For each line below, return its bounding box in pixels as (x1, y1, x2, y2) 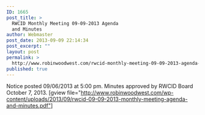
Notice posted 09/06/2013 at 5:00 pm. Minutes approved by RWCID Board (6, 83, 193, 90)
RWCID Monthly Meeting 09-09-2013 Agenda (12, 20, 119, 26)
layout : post (6, 49, 40, 55)
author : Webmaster (6, 32, 53, 38)
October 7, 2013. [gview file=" (6, 89, 81, 97)
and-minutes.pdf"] (6, 102, 53, 109)
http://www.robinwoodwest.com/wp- (81, 89, 174, 97)
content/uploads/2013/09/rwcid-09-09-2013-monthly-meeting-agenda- (6, 95, 188, 103)
